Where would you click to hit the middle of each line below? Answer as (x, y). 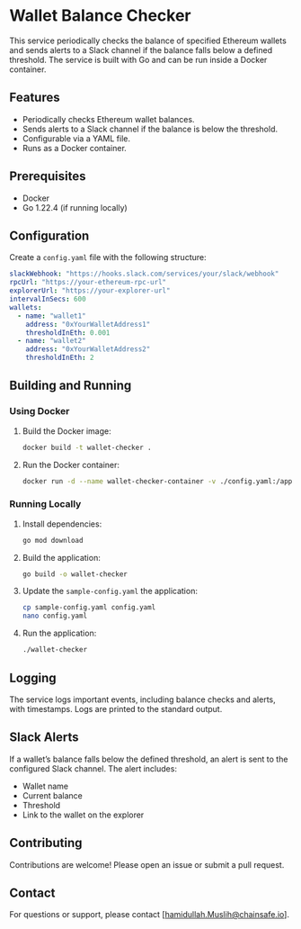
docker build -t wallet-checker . (87, 447)
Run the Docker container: (71, 464)
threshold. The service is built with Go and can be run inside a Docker (138, 59)
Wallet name (45, 786)
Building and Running (71, 386)
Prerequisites (48, 176)
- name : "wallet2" (52, 341)
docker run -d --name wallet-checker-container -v (119, 481)
